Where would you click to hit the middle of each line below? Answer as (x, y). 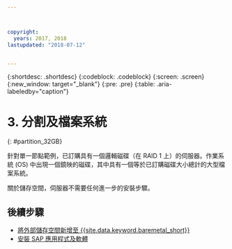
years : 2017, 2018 (40, 38)
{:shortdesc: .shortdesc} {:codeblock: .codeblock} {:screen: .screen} (106, 77)
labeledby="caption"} (38, 92)
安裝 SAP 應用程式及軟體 (53, 239)
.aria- (164, 84)
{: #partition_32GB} (35, 142)
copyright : (23, 32)
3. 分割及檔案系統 (57, 122)
